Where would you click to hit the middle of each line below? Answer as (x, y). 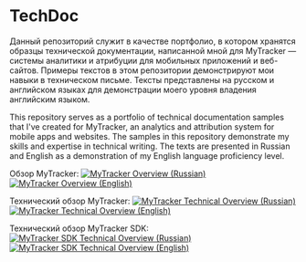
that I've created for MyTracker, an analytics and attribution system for (142, 126)
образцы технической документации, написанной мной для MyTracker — (153, 50)
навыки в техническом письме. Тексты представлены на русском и (142, 79)
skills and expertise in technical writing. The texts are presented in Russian (150, 146)
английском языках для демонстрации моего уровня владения (133, 89)
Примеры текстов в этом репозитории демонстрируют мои (158, 70)
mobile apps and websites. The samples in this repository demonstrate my (149, 136)
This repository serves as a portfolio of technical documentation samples (147, 117)
